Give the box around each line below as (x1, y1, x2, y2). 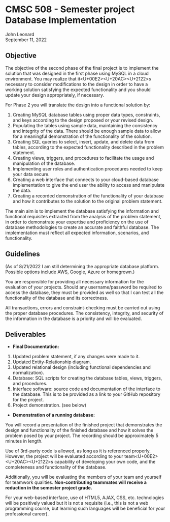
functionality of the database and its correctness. (5, 295, 108, 301)
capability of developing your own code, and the (54, 459, 156, 465)
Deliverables (5, 330, 46, 339)
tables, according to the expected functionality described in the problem (12, 144, 164, 150)
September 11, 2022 (5, 37, 47, 43)
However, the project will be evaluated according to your (5, 453, 123, 459)
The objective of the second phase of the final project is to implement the (5, 65, 159, 71)
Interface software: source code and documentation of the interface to (12, 386, 161, 392)
